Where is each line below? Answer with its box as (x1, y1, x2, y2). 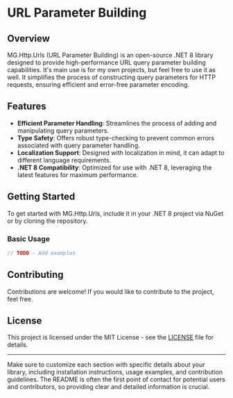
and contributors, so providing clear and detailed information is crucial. (7, 383, 210, 391)
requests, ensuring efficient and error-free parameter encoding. (7, 81, 189, 88)
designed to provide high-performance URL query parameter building (7, 58, 206, 67)
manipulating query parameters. (17, 126, 110, 135)
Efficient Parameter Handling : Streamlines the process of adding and (17, 119, 217, 127)
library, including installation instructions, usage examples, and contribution (7, 368, 223, 376)
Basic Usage (7, 234, 51, 244)
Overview (7, 33, 51, 44)
